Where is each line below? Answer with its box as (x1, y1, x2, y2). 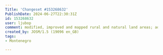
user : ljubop (5, 20, 32, 26)
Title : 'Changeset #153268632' (5, 7, 68, 12)
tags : (5, 34, 16, 39)
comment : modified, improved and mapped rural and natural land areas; (5, 25, 153, 30)
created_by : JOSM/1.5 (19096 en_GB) (5, 29, 79, 34)
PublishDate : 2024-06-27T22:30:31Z (5, 12, 77, 16)
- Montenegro (5, 39, 32, 43)
